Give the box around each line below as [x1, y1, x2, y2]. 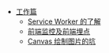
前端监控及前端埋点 [27, 27, 91, 36]
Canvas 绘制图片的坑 [27, 36, 96, 46]
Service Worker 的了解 [27, 17, 101, 26]
